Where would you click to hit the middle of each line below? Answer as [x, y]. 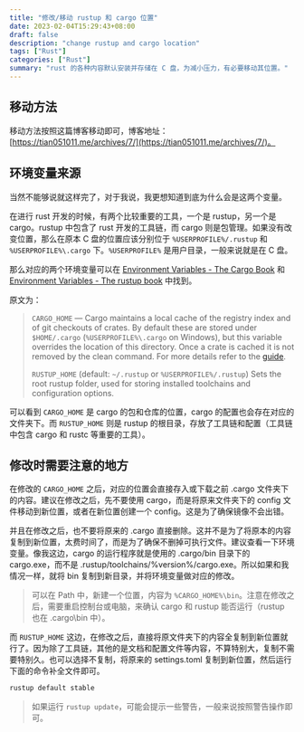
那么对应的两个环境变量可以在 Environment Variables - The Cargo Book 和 [147, 269]
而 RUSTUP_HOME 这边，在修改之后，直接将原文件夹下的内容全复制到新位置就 [149, 637]
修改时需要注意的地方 [69, 466]
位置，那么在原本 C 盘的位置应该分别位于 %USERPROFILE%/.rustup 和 [142, 238]
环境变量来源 [45, 173]
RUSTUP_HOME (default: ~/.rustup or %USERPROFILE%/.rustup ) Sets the [157, 374]
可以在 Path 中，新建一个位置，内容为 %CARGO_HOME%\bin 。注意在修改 [159, 595]
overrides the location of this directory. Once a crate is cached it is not [163, 347]
